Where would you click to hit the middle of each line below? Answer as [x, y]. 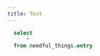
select [23, 33]
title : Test [25, 14]
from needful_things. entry [53, 46]
